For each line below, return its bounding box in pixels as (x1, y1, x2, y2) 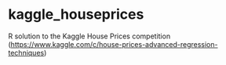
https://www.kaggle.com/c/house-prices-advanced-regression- (10, 39, 218, 49)
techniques (8, 48, 45, 57)
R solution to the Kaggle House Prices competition (8, 31, 171, 41)
